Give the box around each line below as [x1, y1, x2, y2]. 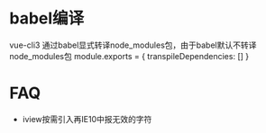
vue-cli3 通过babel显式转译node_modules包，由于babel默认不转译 [9, 40, 257, 50]
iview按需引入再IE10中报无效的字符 [22, 113, 152, 124]
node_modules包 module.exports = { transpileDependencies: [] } [9, 50, 250, 61]
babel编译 [9, 8, 85, 29]
